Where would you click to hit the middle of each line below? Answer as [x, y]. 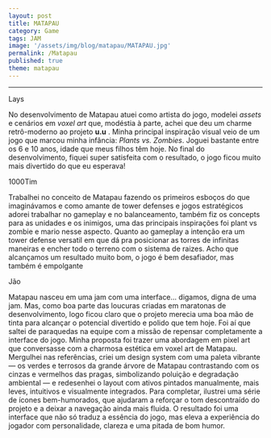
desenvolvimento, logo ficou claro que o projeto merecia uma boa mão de [131, 314]
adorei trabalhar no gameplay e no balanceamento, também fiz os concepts [134, 214]
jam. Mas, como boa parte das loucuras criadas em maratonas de [117, 305]
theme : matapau [34, 69]
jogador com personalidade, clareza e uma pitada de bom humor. [117, 425]
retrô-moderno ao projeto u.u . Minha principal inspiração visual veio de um [134, 131]
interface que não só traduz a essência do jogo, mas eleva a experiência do [134, 417]
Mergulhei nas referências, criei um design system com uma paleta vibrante [134, 357]
